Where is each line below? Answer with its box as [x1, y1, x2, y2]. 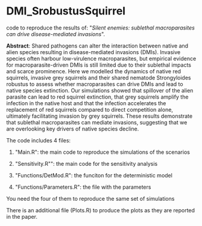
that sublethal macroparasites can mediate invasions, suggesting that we [6, 118, 188, 126]
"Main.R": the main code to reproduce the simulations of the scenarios [14, 148, 190, 156]
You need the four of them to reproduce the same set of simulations [6, 195, 175, 202]
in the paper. [6, 213, 38, 220]
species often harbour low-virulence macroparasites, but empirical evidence [6, 55, 197, 62]
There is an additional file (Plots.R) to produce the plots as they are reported [6, 206, 195, 214]
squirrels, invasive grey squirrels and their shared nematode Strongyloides [6, 74, 191, 81]
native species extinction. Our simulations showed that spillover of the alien [6, 87, 194, 94]
